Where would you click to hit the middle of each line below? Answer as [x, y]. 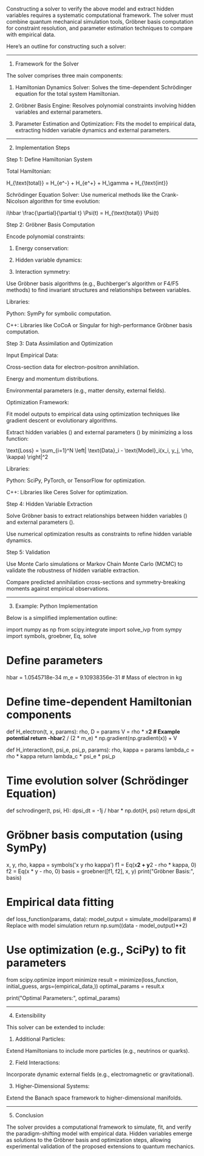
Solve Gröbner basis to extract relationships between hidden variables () [97, 516]
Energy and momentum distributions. [53, 379]
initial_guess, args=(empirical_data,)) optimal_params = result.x [86, 986]
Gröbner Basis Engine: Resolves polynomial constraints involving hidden [105, 105]
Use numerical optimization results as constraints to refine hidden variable [99, 534]
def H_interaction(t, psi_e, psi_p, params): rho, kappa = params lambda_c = [100, 750]
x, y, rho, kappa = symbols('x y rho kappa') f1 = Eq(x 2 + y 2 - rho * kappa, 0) [101, 865]
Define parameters [55, 661]
